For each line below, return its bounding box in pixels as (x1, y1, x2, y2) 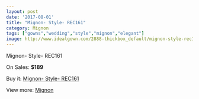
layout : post (6, 8, 38, 15)
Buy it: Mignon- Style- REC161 (6, 75, 79, 82)
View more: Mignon (6, 87, 54, 93)
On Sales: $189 (6, 64, 44, 71)
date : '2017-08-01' (6, 14, 54, 20)
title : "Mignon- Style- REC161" (6, 19, 86, 25)
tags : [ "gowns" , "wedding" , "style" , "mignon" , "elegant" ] (6, 31, 145, 37)
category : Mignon (6, 25, 49, 31)
